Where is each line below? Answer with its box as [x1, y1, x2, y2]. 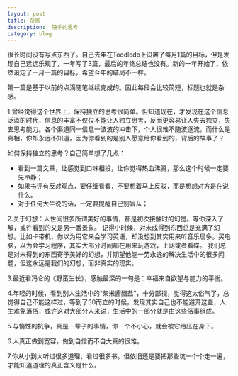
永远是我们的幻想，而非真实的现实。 [31, 259, 138, 267]
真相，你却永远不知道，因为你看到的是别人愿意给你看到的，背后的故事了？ [7, 134, 225, 143]
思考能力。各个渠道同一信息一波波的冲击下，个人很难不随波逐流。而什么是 [13, 125, 231, 133]
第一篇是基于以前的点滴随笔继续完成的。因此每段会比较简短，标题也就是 [7, 83, 218, 92]
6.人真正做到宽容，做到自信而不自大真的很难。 [7, 337, 144, 345]
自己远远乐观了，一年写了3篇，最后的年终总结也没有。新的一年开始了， [13, 60, 222, 68]
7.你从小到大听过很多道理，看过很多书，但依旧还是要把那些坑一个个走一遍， [7, 352, 229, 360]
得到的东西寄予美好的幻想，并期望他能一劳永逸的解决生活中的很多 [25, 250, 218, 259]
